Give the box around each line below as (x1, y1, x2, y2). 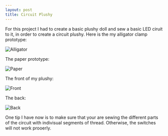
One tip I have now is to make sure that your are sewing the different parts (5, 114, 158, 120)
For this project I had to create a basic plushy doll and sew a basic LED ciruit (5, 26, 163, 32)
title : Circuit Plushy (5, 12, 53, 17)
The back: (5, 95, 26, 101)
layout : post (5, 7, 33, 13)
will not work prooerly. (5, 125, 52, 131)
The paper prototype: (5, 56, 50, 62)
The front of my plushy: (5, 75, 54, 81)
